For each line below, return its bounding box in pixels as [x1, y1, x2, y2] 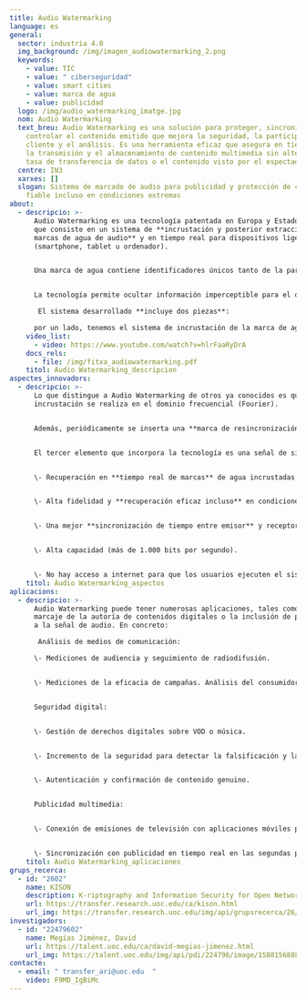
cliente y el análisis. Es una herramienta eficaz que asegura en [25, 140, 283, 149]
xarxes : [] [17, 174, 59, 183]
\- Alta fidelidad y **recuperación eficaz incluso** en [33, 497, 255, 506]
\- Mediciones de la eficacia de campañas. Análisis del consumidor [33, 678, 300, 687]
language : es [9, 22, 59, 31]
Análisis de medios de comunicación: [37, 638, 181, 647]
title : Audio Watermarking [9, 13, 112, 23]
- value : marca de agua [25, 89, 117, 98]
